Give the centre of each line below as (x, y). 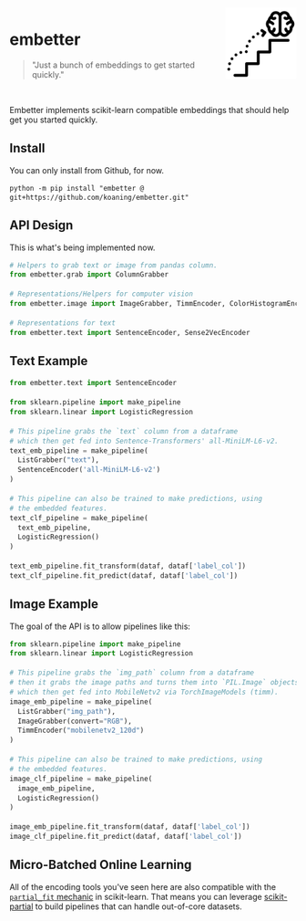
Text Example (49, 361)
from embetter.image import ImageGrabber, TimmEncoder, (117, 304)
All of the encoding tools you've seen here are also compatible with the (143, 886)
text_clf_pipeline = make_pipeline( (79, 518)
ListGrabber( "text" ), (59, 460)
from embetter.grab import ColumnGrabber (89, 275)
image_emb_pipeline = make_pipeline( (81, 701)
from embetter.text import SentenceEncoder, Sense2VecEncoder (130, 332)
